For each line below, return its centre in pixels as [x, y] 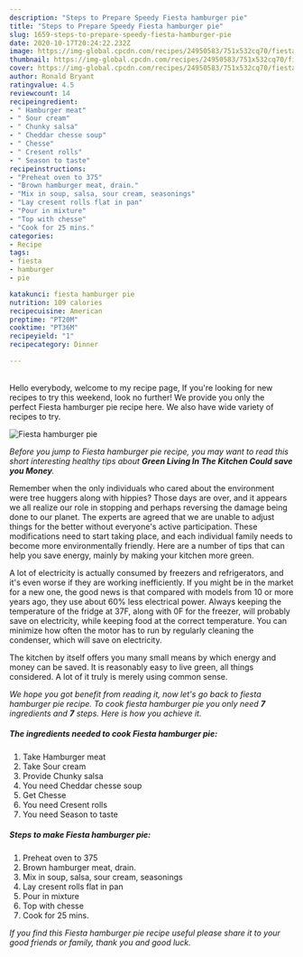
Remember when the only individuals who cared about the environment [142, 488]
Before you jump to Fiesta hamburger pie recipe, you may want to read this [149, 451]
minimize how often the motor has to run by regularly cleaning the [132, 630]
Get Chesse [44, 794]
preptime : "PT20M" [44, 320]
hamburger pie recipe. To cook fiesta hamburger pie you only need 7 [138, 703]
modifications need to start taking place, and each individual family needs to [151, 536]
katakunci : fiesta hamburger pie [72, 294]
